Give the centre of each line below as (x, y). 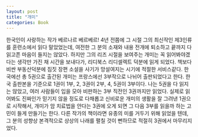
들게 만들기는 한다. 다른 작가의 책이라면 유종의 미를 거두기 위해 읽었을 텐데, (103, 113)
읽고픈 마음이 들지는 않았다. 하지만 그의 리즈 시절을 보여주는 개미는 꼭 (86, 55)
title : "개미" (22, 17)
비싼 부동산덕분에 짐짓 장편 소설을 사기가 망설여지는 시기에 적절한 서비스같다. (95, 69)
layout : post (22, 11)
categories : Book (27, 22)
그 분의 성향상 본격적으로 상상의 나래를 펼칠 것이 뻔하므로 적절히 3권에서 (89, 121)
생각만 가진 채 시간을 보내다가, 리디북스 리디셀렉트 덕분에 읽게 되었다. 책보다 (104, 62)
